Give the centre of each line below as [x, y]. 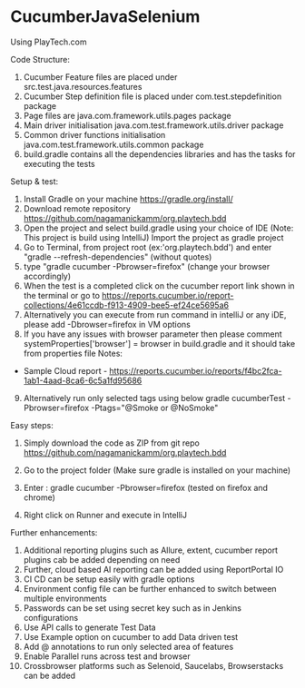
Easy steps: [32, 425]
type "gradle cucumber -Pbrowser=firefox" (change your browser [147, 266]
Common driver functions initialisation [94, 134]
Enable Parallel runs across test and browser [107, 656]
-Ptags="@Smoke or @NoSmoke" [155, 408]
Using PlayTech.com [49, 42]
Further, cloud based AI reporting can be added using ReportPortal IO [153, 569]
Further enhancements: [54, 532]
